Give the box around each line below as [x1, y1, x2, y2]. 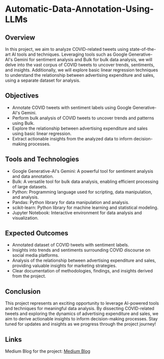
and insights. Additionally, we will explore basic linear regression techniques [5, 67, 158, 73]
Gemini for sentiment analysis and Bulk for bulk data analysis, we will [14, 57, 153, 62]
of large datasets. [12, 183, 48, 189]
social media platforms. [12, 252, 60, 258]
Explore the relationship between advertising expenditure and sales [12, 125, 148, 131]
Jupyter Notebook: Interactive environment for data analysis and [12, 209, 143, 216]
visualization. [12, 215, 39, 221]
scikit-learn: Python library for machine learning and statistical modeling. [12, 204, 159, 210]
